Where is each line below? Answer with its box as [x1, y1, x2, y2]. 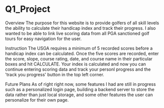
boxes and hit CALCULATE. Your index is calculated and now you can [5, 61, 146, 67]
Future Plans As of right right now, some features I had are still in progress [5, 81, 156, 87]
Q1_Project [5, 3, 50, 15]
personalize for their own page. [5, 97, 69, 103]
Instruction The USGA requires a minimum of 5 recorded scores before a [5, 45, 153, 51]
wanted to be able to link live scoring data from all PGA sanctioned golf [5, 30, 150, 36]
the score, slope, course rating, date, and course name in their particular [5, 55, 153, 61]
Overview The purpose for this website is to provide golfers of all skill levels [5, 20, 160, 26]
